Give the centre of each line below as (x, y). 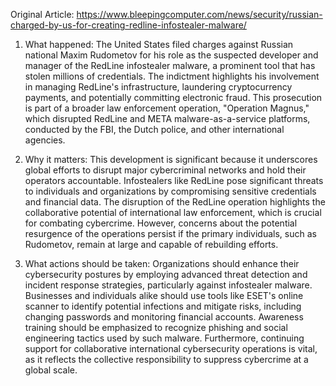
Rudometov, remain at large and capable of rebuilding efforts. (151, 244)
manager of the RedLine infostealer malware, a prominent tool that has (170, 65)
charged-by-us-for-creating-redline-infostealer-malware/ (128, 25)
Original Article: (42, 14)
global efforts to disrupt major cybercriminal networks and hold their (165, 170)
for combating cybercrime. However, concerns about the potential (161, 223)
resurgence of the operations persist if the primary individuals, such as (170, 233)
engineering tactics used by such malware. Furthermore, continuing (164, 338)
